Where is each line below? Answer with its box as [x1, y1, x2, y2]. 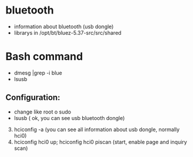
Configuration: [5, 92, 60, 103]
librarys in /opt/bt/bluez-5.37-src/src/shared [13, 29, 121, 36]
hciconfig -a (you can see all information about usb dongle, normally [13, 126, 180, 133]
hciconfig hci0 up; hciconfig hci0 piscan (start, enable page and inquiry [13, 138, 187, 145]
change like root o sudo [13, 108, 72, 115]
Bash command [5, 50, 83, 64]
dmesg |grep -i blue [13, 69, 62, 76]
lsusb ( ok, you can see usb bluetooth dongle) [13, 114, 125, 121]
